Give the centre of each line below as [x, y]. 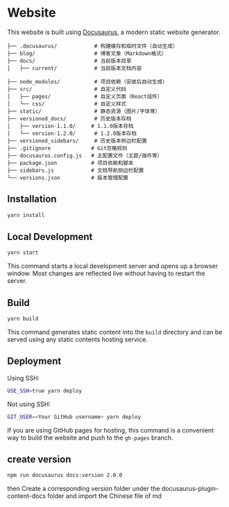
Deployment [34, 361]
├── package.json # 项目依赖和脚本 [70, 163]
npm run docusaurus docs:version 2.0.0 [65, 475]
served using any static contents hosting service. [77, 339]
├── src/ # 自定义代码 [67, 89]
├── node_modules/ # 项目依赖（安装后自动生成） [87, 81]
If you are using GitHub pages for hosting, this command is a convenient [110, 430]
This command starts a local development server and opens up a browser [113, 266]
